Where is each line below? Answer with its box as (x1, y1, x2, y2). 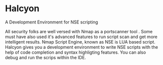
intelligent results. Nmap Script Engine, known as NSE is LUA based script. (5, 39, 156, 44)
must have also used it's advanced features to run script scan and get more (5, 34, 158, 40)
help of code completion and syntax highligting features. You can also (5, 49, 146, 55)
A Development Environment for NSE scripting (5, 19, 98, 25)
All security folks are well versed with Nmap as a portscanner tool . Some (5, 28, 153, 34)
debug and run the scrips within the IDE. (5, 54, 87, 60)
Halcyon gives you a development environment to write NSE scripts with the (5, 44, 158, 50)
